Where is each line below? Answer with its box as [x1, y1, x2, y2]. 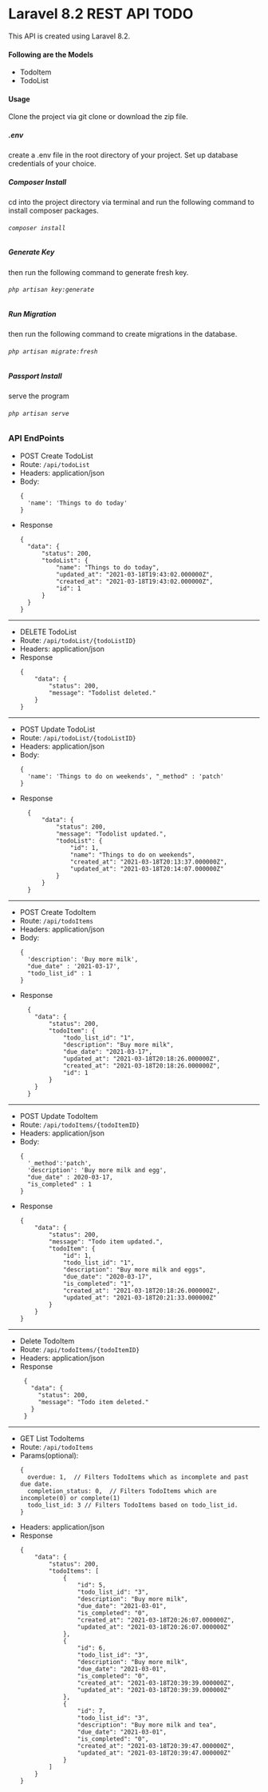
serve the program [8, 391, 69, 401]
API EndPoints [8, 433, 65, 444]
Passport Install [8, 371, 62, 381]
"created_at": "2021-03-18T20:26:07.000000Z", [77, 1616, 235, 1624]
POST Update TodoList [19, 724, 96, 734]
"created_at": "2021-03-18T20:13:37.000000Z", [70, 857, 228, 866]
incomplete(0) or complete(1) [19, 1494, 121, 1502]
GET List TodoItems [19, 1433, 85, 1443]
